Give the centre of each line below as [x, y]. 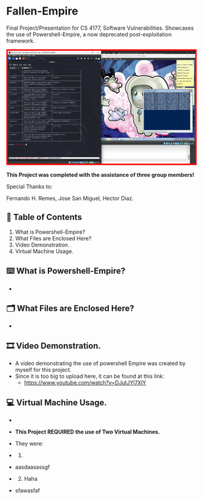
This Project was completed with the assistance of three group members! [100, 174]
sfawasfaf [27, 491]
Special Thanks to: [29, 187]
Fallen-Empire [42, 11]
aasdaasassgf [32, 467]
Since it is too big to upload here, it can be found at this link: [90, 376]
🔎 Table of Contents [44, 217]
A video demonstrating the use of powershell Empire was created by [100, 363]
